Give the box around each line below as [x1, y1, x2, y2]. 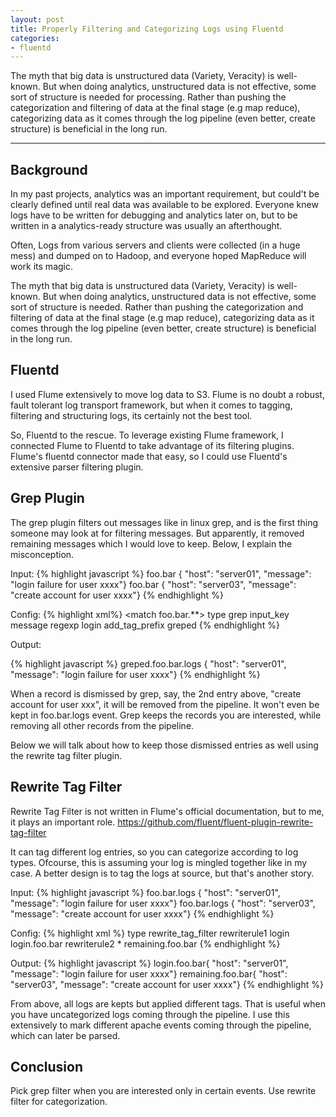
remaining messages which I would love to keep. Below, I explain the [10, 537, 293, 550]
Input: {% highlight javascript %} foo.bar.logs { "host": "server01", [10, 886, 281, 898]
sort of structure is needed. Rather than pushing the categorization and [10, 301, 304, 313]
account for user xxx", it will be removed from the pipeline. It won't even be [10, 698, 320, 710]
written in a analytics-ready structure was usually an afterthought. [10, 220, 283, 232]
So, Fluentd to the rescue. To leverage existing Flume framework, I [10, 429, 284, 441]
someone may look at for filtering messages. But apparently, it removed [10, 527, 305, 539]
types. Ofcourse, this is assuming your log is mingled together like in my [10, 856, 308, 868]
